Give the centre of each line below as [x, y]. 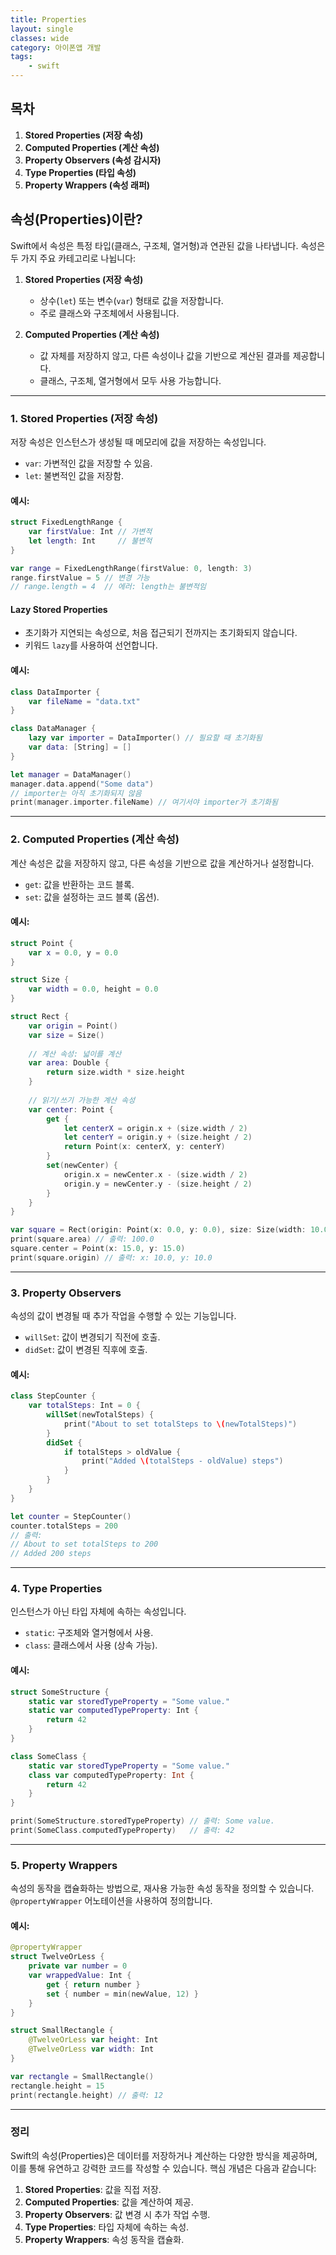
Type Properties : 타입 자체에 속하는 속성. [107, 2227]
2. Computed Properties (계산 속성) [95, 839]
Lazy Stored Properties [59, 609]
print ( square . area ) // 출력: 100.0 [82, 1239]
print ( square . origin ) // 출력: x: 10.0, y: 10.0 [111, 1257]
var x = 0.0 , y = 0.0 [73, 952]
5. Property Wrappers [64, 1865]
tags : [21, 57]
